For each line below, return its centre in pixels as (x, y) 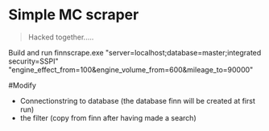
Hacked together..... (61, 37)
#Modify (22, 85)
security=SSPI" (33, 61)
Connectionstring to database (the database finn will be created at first (137, 100)
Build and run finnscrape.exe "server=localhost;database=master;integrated (135, 52)
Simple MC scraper (74, 15)
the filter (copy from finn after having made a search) (108, 117)
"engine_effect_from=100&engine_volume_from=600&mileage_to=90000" (131, 69)
